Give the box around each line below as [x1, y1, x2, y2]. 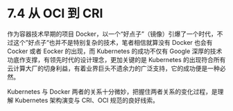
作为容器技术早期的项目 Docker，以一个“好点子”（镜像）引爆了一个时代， [7, 30, 217, 38]
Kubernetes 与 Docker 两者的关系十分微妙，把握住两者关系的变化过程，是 [7, 87, 218, 96]
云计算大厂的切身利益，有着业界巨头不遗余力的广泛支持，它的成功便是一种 [7, 64, 220, 72]
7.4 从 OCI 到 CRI [7, 6, 103, 21]
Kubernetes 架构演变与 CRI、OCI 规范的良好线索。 [15, 96, 159, 104]
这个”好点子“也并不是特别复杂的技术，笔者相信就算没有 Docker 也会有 [12, 38, 213, 46]
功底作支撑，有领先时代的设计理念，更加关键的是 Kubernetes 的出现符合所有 [7, 55, 226, 63]
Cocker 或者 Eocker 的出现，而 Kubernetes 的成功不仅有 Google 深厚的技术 [7, 47, 223, 55]
